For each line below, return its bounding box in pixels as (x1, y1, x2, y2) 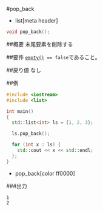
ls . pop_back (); (12, 131, 50, 137)
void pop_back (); (6, 29, 50, 35)
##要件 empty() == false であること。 (6, 53, 101, 60)
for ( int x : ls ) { (12, 141, 61, 148)
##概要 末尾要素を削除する (6, 40, 73, 48)
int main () (6, 108, 34, 115)
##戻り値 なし (6, 66, 41, 74)
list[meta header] (15, 17, 59, 24)
